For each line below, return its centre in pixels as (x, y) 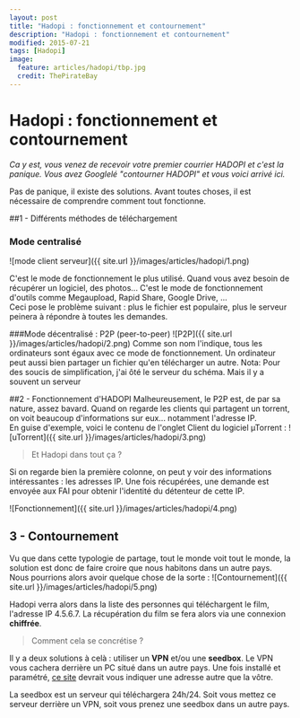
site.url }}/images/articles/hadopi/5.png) (84, 587)
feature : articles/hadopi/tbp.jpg (81, 68)
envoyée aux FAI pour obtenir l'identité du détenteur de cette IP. (127, 491)
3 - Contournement (64, 536)
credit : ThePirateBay (58, 76)
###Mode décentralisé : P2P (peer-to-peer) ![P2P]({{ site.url (121, 334)
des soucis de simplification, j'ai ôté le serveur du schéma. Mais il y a (137, 372)
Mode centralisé (46, 241)
